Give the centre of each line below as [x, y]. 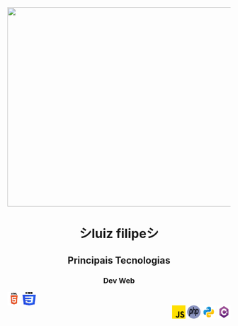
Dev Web [119, 281]
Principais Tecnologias [119, 260]
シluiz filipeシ [119, 234]
